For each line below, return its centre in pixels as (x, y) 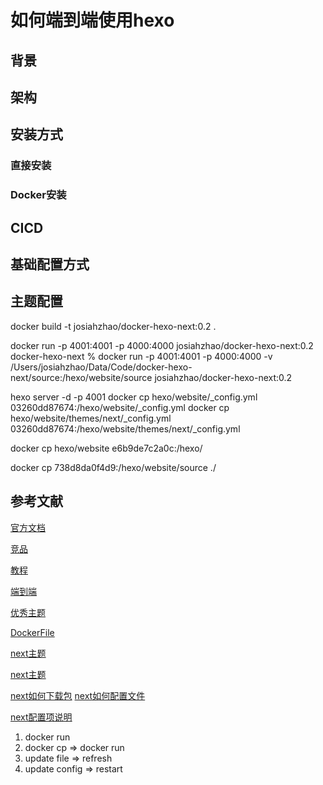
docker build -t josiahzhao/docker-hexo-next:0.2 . (113, 326)
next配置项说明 (41, 717)
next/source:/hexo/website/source (81, 377)
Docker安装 (38, 195)
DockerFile (32, 632)
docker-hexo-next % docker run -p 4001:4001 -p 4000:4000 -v (141, 356)
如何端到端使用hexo (92, 20)
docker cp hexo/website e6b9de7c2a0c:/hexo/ (106, 448)
